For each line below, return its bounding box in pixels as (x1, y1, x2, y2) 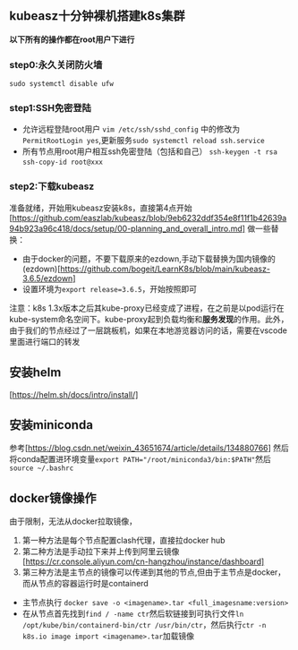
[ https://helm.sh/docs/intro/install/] (9, 389, 139, 400)
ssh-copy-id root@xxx (21, 158, 103, 167)
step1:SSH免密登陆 (9, 102, 92, 115)
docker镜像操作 (9, 491, 97, 506)
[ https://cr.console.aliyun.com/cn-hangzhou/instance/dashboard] (21, 556, 265, 567)
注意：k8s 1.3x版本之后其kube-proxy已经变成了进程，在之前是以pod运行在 (9, 303, 285, 313)
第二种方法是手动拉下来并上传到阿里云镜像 (21, 546, 180, 557)
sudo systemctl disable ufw (9, 80, 115, 89)
